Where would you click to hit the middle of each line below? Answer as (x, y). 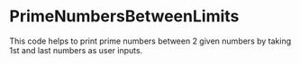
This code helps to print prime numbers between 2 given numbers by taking (150, 41)
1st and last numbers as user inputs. (76, 50)
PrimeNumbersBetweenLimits (124, 16)
